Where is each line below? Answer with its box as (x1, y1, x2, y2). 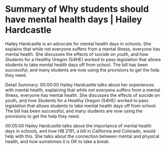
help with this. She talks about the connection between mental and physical (5, 133, 160, 139)
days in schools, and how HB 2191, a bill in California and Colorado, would (5, 128, 156, 134)
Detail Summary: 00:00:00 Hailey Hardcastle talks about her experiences (5, 81, 155, 87)
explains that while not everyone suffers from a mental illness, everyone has (5, 46, 161, 52)
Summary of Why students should (5, 3, 149, 15)
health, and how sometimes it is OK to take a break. (5, 138, 110, 144)
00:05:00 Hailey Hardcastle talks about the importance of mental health (5, 122, 152, 129)
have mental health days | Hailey (5, 14, 142, 25)
